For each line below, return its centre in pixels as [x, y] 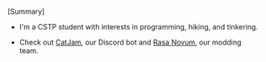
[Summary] [26, 12]
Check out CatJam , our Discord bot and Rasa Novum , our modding [130, 42]
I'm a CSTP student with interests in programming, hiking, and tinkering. [139, 27]
